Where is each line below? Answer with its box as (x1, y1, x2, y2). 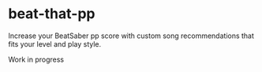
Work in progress (8, 55, 65, 64)
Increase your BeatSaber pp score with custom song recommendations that (8, 31, 255, 40)
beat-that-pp (8, 5, 95, 23)
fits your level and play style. (8, 39, 102, 48)
